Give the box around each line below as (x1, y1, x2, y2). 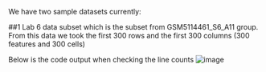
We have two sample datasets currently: (8, 7, 142, 16)
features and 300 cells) (8, 39, 86, 49)
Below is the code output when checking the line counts (8, 55, 194, 64)
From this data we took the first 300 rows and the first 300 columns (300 (8, 31, 250, 40)
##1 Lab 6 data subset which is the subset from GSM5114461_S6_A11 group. (8, 22, 259, 31)
